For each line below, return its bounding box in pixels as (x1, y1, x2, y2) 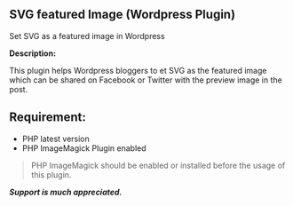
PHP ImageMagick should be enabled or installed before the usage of (30, 160, 286, 170)
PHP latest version (21, 133, 91, 144)
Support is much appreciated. (9, 186, 123, 197)
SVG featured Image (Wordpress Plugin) (9, 7, 236, 22)
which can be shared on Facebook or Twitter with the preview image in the (9, 75, 282, 85)
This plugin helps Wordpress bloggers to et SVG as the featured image (9, 65, 267, 75)
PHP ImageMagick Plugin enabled (21, 142, 146, 154)
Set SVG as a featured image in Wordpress (9, 30, 166, 41)
